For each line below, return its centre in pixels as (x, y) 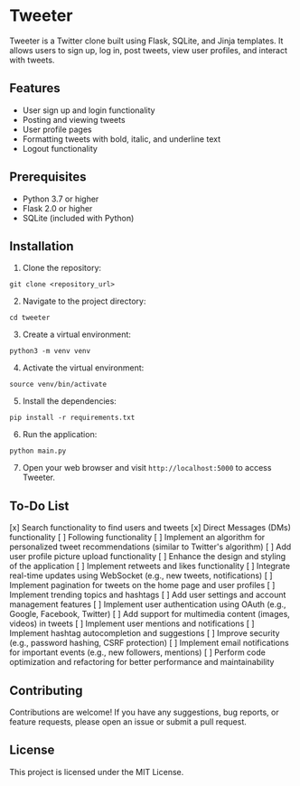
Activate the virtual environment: (83, 368)
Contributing (46, 691)
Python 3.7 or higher (61, 199)
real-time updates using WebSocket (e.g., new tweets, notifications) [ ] (141, 575)
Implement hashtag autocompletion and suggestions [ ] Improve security (145, 633)
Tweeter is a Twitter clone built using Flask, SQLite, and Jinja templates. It (146, 41)
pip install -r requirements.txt (72, 418)
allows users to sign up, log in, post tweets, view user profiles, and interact (148, 50)
